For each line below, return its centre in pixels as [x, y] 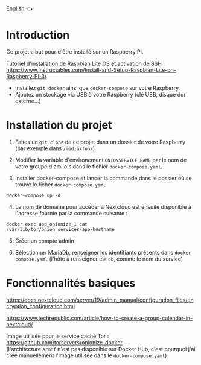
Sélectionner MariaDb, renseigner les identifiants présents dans [94, 252]
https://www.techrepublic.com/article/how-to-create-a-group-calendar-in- [100, 318]
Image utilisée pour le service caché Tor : [58, 336]
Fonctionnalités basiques [71, 283]
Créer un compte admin [44, 241]
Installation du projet [59, 125]
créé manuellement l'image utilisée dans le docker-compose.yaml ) [87, 355]
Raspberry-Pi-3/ [27, 76]
